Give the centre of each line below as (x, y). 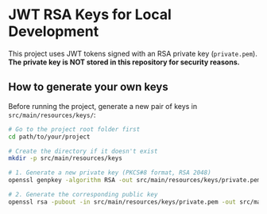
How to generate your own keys (88, 87)
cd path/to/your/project (49, 137)
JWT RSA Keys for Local (90, 15)
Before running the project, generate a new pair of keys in (103, 106)
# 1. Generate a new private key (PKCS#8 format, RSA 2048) (110, 173)
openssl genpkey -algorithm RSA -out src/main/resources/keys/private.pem (135, 181)
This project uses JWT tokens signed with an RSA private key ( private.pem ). (133, 53)
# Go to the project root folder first (74, 129)
